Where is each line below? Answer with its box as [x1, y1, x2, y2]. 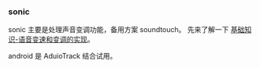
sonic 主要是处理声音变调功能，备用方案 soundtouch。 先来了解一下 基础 [8, 25, 245, 34]
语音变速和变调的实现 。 [18, 34, 95, 45]
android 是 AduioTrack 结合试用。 [8, 52, 117, 61]
